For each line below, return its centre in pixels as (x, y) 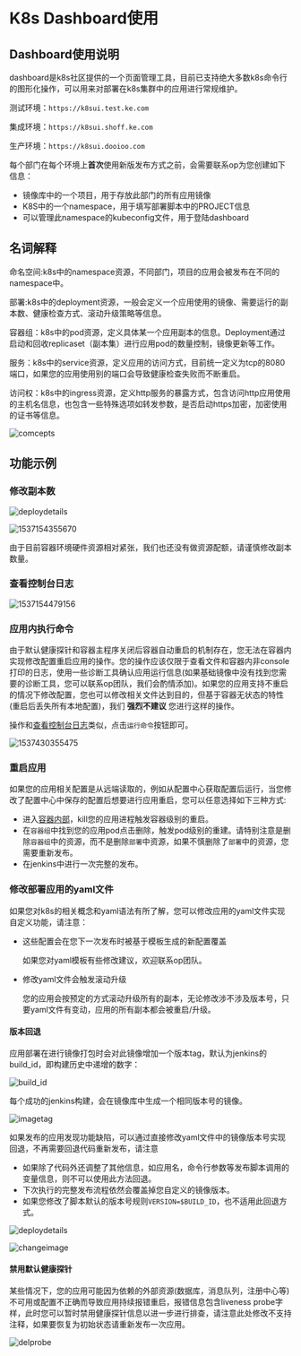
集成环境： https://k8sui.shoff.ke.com (82, 127)
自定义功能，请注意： (48, 922)
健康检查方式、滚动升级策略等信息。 (99, 313)
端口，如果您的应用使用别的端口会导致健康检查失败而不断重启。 (127, 374)
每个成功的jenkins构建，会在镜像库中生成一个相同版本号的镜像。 (129, 1101)
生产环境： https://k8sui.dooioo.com (77, 146)
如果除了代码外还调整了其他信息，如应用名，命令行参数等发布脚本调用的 (155, 1167)
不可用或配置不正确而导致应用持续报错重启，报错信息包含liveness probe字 (146, 1302)
